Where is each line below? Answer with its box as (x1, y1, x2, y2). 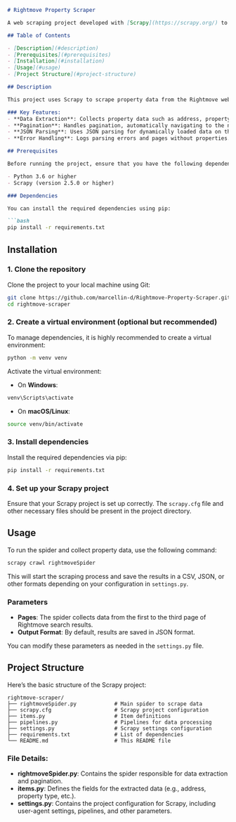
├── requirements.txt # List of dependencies (7, 731, 184, 738)
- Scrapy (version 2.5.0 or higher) (7, 179, 114, 186)
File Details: (7, 753, 48, 763)
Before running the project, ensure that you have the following (7, 160, 202, 167)
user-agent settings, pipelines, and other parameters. (17, 807, 172, 815)
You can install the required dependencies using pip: (7, 204, 171, 212)
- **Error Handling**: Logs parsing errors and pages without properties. (7, 135, 231, 142)
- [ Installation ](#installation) (7, 58, 105, 65)
